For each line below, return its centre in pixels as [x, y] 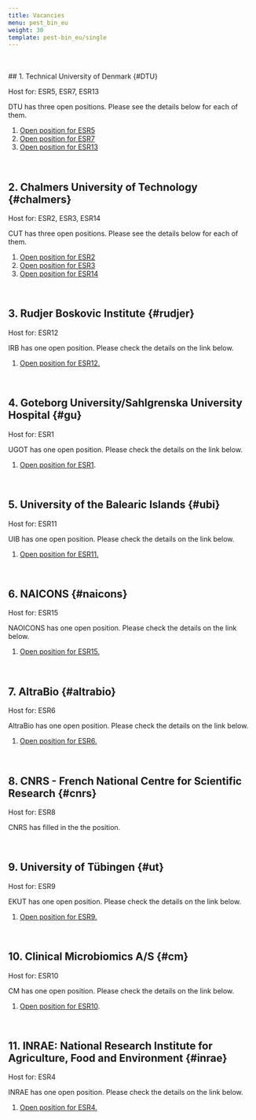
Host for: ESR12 [33, 332]
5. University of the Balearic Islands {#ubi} [114, 505]
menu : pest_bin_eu [38, 23]
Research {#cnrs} [53, 793]
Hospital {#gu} [45, 415]
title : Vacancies [37, 15]
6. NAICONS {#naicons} [68, 594]
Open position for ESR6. [58, 741]
